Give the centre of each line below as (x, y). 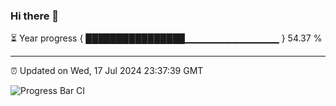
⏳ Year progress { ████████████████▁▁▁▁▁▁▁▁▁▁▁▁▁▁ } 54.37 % (166, 38)
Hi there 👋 (35, 16)
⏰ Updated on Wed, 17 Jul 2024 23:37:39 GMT (107, 71)
